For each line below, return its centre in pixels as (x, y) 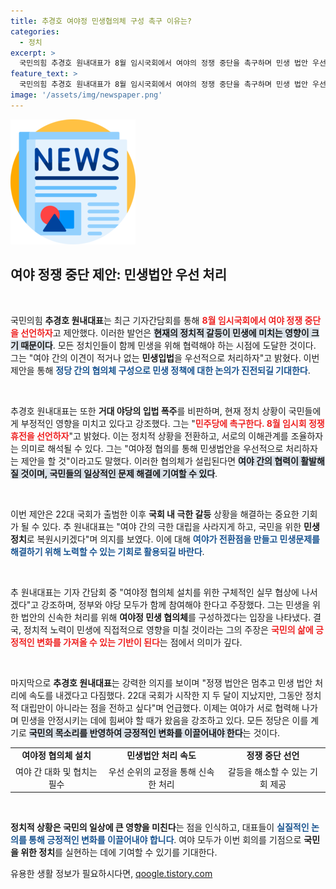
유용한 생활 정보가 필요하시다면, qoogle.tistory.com (111, 874)
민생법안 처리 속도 (161, 756)
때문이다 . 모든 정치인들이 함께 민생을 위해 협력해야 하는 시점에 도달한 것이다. (168, 345)
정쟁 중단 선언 (273, 756)
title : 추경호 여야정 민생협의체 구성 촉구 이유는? (101, 21)
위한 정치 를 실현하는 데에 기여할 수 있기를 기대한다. (119, 852)
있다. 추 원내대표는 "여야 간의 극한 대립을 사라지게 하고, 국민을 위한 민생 (180, 526)
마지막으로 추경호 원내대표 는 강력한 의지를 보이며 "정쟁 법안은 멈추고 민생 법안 (161, 682)
